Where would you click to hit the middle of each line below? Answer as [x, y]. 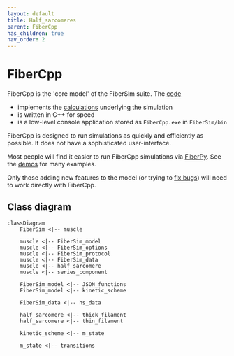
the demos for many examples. [52, 164]
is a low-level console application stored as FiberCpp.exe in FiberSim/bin [122, 122]
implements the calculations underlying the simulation [95, 107]
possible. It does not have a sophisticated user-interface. [89, 143]
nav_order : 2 [26, 40]
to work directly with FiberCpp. [52, 185]
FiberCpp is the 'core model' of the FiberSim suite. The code [94, 94]
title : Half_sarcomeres [42, 20]
